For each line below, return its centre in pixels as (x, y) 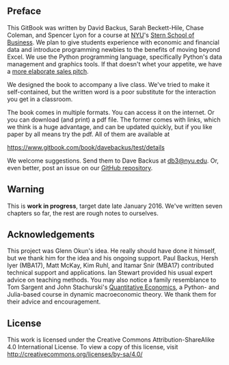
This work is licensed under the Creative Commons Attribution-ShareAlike (111, 340)
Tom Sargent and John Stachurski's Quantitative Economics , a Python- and (113, 287)
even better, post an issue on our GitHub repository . (80, 167)
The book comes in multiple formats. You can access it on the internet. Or (111, 112)
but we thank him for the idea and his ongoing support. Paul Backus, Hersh (113, 258)
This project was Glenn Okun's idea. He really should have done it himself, (112, 251)
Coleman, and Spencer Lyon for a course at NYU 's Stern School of (101, 35)
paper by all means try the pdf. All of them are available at (89, 134)
